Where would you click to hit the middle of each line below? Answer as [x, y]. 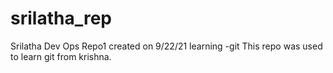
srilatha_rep [61, 18]
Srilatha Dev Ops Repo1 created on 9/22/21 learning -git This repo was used [166, 46]
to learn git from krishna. [61, 56]
